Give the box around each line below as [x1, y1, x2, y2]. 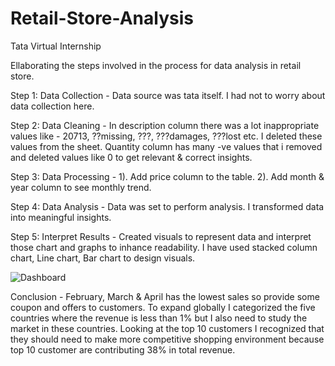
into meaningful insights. [10, 211, 112, 223]
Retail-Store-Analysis [10, 7, 194, 30]
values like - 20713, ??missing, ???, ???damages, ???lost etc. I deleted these [10, 130, 323, 142]
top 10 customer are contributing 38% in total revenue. [10, 343, 236, 356]
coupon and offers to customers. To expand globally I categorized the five [10, 301, 316, 313]
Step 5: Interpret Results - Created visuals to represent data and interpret [10, 230, 312, 242]
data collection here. [10, 100, 95, 112]
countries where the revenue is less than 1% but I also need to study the [10, 312, 308, 324]
